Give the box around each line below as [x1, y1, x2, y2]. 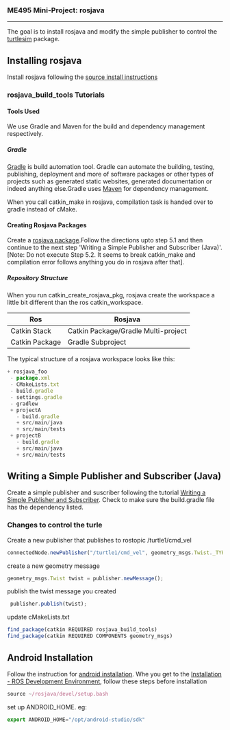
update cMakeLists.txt [7, 613, 70, 621]
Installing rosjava [7, 54, 82, 67]
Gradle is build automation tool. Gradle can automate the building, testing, [7, 163, 215, 171]
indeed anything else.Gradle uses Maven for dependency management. [7, 185, 209, 193]
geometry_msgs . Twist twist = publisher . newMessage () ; [7, 575, 164, 582]
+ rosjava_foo [7, 368, 48, 376]
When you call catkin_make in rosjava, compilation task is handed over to [7, 198, 214, 206]
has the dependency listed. [7, 503, 84, 512]
